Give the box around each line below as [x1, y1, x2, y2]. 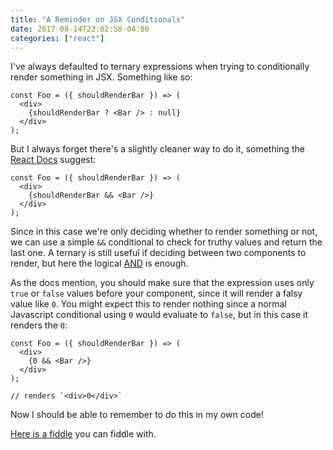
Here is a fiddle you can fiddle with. [10, 428, 157, 440]
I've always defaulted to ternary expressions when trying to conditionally [10, 61, 310, 73]
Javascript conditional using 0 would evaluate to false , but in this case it [10, 309, 308, 321]
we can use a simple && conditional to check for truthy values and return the [10, 236, 323, 248]
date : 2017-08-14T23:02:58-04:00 [10, 24, 150, 34]
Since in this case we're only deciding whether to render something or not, [10, 226, 318, 238]
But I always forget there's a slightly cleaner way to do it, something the [10, 143, 305, 155]
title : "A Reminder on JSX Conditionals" [10, 14, 186, 25]
